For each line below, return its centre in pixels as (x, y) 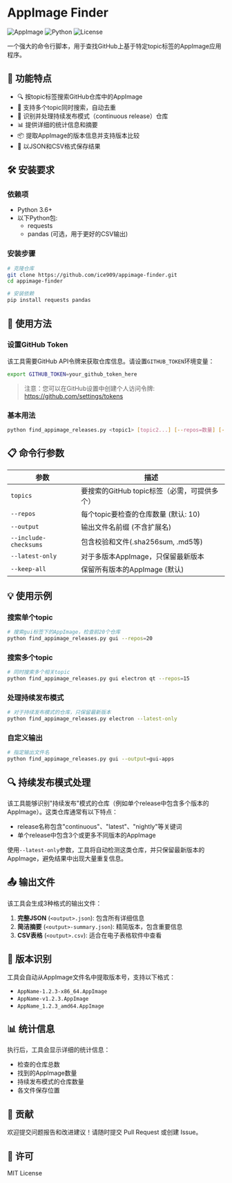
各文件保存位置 (38, 1090)
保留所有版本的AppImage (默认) (133, 569)
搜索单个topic (30, 617)
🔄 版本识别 (29, 959)
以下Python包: (37, 218)
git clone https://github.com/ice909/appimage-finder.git (92, 275)
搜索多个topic (30, 657)
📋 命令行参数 (36, 453)
